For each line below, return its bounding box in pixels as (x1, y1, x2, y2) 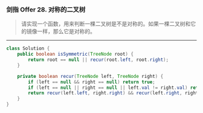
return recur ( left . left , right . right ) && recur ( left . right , (28, 90, 182, 96)
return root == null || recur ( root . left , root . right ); (28, 57, 169, 63)
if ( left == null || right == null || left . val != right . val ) (28, 85, 188, 91)
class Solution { (6, 45, 50, 52)
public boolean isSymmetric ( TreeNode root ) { (17, 51, 134, 57)
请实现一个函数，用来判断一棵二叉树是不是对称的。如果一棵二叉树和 (21, 20, 191, 28)
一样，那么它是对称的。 (37, 28, 95, 35)
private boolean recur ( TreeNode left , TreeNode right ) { (17, 73, 164, 79)
